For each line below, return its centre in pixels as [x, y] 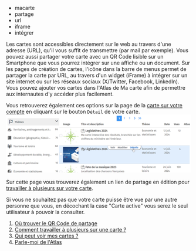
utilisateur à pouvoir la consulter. [45, 212]
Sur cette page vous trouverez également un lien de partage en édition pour [98, 182]
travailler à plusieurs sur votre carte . [50, 188]
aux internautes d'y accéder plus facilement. [60, 94]
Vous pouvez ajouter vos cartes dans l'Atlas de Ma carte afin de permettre [96, 88]
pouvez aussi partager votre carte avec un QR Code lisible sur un [85, 57]
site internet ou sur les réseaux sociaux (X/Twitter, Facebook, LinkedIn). [93, 82]
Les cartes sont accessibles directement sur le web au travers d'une [89, 44]
